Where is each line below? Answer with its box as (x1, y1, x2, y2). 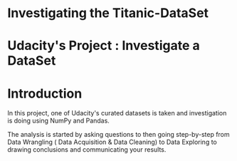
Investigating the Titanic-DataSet (7, 5, 209, 21)
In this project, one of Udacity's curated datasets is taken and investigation (7, 109, 227, 118)
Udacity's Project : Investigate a (7, 38, 201, 54)
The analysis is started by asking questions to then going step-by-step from (7, 130, 230, 139)
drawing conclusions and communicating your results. (7, 145, 167, 154)
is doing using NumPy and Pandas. (7, 116, 110, 125)
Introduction (7, 85, 83, 101)
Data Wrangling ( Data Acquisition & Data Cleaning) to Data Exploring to (7, 137, 217, 147)
